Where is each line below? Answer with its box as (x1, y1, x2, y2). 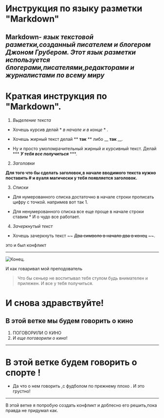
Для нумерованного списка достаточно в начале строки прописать (12, 194, 154, 199)
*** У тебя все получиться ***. (12, 151, 77, 156)
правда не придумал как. (5, 408, 58, 414)
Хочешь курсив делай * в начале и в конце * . (12, 127, 109, 132)
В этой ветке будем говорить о (5, 356, 137, 368)
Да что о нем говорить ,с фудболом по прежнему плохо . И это (12, 383, 145, 389)
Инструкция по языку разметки (5, 3, 143, 14)
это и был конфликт (5, 242, 47, 248)
